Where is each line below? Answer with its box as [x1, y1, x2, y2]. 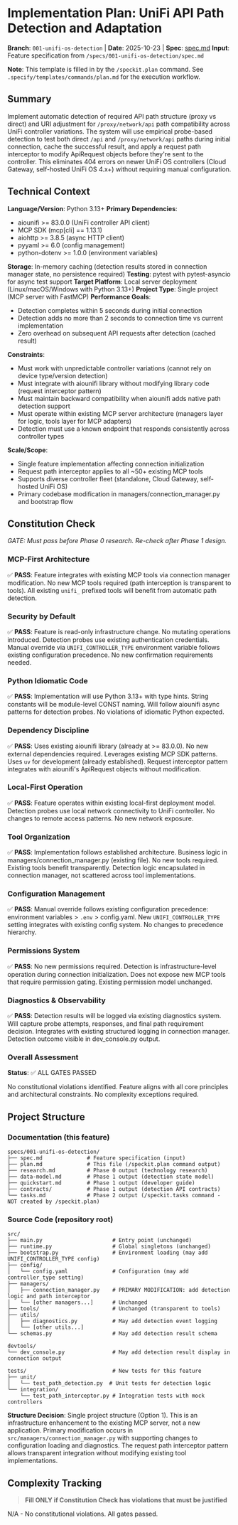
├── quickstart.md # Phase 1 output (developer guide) [7, 1179, 195, 1187]
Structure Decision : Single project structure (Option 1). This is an [7, 1411, 198, 1420]
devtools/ [7, 1342, 37, 1350]
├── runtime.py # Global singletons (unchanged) [7, 1243, 212, 1251]
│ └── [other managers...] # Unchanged [7, 1299, 148, 1306]
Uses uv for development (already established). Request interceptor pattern [7, 757, 229, 766]
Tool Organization [7, 832, 70, 842]
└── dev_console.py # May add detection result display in [7, 1349, 231, 1356]
